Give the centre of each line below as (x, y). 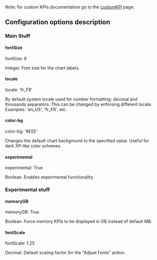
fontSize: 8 (16, 58)
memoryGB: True (22, 212)
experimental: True (24, 168)
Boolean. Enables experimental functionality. (50, 177)
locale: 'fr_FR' (19, 90)
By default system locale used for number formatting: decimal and (71, 99)
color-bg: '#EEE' (21, 131)
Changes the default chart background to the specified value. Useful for (77, 141)
